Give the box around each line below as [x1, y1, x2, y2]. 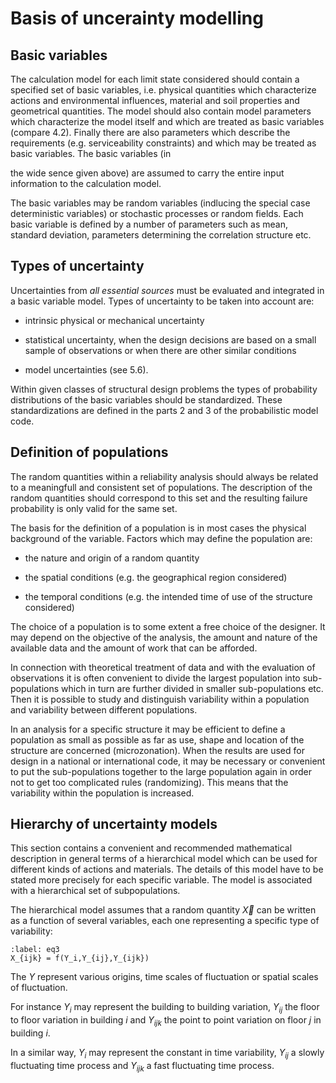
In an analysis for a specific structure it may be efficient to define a [10, 723, 286, 735]
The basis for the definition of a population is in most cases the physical [10, 522, 307, 534]
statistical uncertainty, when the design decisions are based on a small [24, 333, 317, 346]
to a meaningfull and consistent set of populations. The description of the [10, 481, 313, 493]
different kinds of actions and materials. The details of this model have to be [10, 863, 324, 876]
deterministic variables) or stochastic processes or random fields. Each [10, 208, 304, 219]
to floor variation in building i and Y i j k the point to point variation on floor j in [10, 1014, 322, 1029]
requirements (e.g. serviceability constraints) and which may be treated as [10, 137, 317, 149]
